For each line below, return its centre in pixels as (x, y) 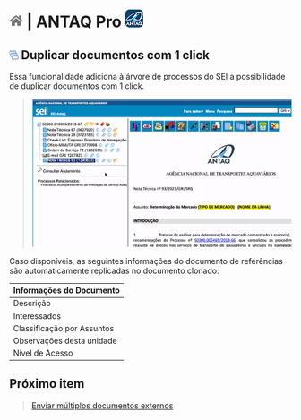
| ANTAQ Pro (74, 22)
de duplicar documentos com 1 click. (77, 86)
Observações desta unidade (65, 341)
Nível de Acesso (43, 353)
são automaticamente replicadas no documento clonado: (114, 270)
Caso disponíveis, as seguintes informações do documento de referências (146, 261)
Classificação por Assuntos (64, 328)
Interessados (37, 316)
